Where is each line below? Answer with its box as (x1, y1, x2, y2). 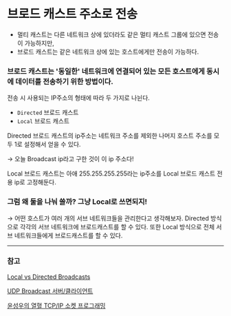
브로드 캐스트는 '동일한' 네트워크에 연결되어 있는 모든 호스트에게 (7, 66, 205, 76)
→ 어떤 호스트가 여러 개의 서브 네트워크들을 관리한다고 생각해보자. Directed (7, 214, 210, 222)
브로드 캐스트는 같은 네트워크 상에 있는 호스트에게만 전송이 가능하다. (16, 48, 199, 56)
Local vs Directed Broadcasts (7, 273, 91, 281)
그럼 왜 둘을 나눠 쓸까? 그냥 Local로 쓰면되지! (7, 197, 148, 207)
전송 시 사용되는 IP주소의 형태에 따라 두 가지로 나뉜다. (7, 94, 150, 102)
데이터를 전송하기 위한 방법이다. (14, 76, 113, 86)
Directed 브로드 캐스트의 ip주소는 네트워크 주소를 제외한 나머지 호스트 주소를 (7, 131, 212, 140)
